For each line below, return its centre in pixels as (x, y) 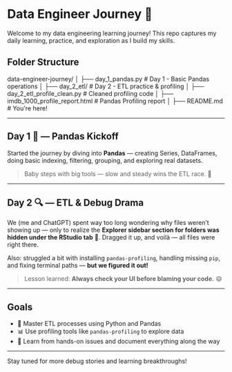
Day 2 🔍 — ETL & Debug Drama (75, 203)
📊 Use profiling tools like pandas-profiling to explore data (100, 331)
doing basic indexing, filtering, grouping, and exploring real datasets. (105, 160)
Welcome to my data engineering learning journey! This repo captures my (112, 33)
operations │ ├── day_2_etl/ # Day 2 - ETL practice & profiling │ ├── (106, 86)
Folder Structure (43, 62)
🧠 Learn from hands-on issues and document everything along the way (118, 342)
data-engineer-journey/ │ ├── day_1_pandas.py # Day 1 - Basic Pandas (108, 79)
